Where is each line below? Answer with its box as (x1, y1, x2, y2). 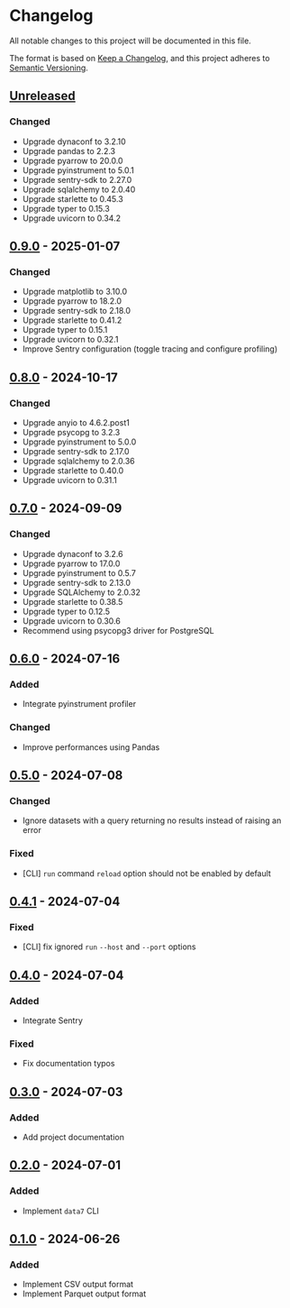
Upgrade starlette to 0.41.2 (22, 315, 122, 325)
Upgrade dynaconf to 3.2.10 (22, 136, 126, 147)
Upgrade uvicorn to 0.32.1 (22, 334, 119, 345)
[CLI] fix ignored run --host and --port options (22, 941, 196, 952)
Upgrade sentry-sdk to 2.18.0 (22, 306, 131, 316)
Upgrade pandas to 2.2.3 (22, 145, 115, 156)
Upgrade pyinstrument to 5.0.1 (22, 164, 135, 176)
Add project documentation (22, 1132, 124, 1143)
